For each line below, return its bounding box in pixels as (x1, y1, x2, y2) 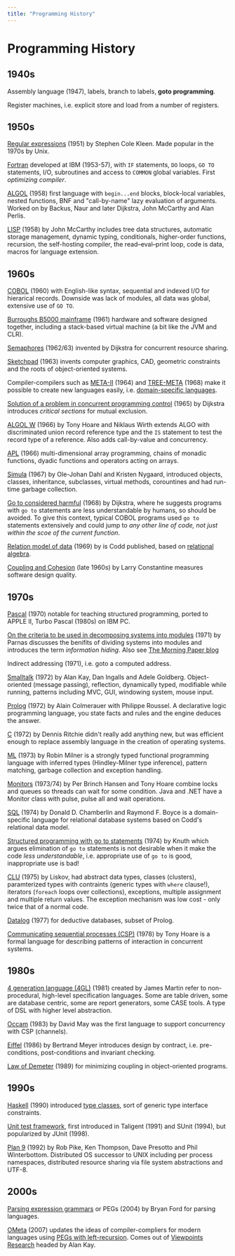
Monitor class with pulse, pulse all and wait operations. (7, 794, 166, 803)
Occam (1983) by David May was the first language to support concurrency (7, 1019, 226, 1028)
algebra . (7, 549, 32, 558)
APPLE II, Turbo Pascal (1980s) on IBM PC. (7, 617, 131, 626)
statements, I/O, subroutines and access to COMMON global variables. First (7, 168, 215, 176)
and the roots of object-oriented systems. (7, 365, 128, 373)
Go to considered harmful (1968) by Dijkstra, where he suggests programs (7, 499, 222, 507)
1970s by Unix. (7, 147, 50, 155)
